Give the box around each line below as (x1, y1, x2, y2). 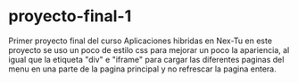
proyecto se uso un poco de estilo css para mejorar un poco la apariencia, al (8, 44, 290, 55)
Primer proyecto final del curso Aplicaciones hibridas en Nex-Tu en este (8, 35, 273, 46)
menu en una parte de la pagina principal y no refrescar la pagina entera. (8, 64, 277, 74)
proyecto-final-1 (8, 6, 132, 26)
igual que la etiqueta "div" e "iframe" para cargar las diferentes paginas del (8, 54, 285, 64)
